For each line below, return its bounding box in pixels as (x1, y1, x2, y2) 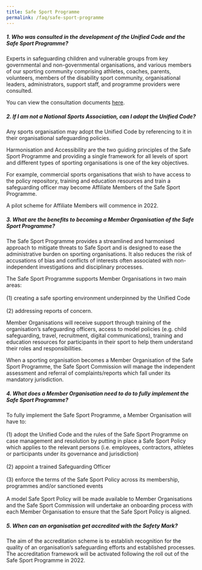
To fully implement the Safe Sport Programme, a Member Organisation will (6, 412, 192, 419)
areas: (6, 281, 22, 289)
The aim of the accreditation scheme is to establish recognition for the (6, 537, 181, 545)
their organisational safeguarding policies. (6, 135, 111, 142)
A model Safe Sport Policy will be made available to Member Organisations (6, 495, 192, 503)
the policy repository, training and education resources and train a (6, 177, 171, 185)
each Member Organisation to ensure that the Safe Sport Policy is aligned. (6, 508, 191, 515)
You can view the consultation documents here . (6, 99, 125, 106)
